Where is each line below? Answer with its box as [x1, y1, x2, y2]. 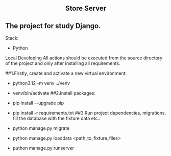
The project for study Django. [5, 21, 101, 30]
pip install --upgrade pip [12, 100, 64, 106]
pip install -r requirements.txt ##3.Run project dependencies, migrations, [12, 110, 166, 116]
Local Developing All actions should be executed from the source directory [5, 55, 163, 61]
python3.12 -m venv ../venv [12, 80, 70, 86]
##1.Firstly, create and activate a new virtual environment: [5, 70, 127, 76]
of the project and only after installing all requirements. [5, 60, 120, 66]
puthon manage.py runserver [12, 145, 75, 151]
